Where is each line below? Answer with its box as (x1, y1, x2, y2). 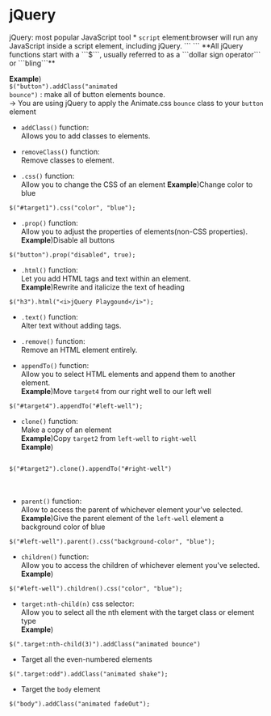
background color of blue (20, 522, 106, 532)
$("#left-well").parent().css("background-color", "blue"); (9, 537, 216, 545)
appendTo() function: (20, 360, 90, 370)
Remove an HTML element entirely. (20, 345, 138, 354)
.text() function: (20, 311, 79, 321)
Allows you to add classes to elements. (20, 131, 151, 141)
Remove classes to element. (20, 155, 115, 165)
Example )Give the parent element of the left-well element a (20, 513, 224, 523)
